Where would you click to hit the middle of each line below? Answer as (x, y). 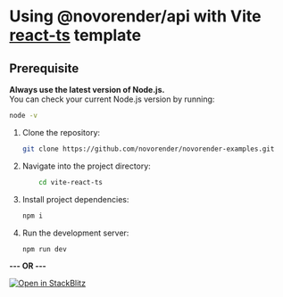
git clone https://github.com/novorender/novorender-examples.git (148, 149)
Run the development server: (75, 233)
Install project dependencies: (75, 199)
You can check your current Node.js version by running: (112, 99)
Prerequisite (44, 68)
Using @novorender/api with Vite (135, 16)
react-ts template (75, 35)
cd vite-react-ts (71, 182)
